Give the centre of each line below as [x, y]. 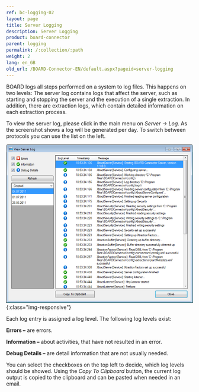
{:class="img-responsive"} [39, 307]
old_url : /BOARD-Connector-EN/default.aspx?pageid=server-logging [90, 69]
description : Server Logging [42, 31]
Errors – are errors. [29, 330]
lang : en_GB [21, 62]
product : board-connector [38, 38]
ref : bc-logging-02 [30, 12]
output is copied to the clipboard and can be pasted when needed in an [93, 377]
